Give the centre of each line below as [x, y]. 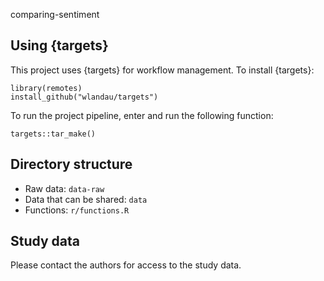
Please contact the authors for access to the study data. [126, 265]
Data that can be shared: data [86, 199]
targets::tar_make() [53, 134]
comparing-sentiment [55, 14]
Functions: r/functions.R [77, 210]
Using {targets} [59, 45]
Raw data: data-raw [64, 188]
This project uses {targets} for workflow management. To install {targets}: [162, 70]
